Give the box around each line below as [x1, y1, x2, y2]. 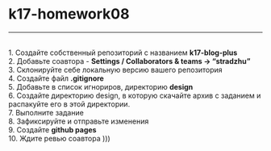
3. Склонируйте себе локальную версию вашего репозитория [8, 65, 223, 74]
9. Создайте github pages [8, 124, 97, 134]
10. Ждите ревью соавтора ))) [8, 133, 110, 143]
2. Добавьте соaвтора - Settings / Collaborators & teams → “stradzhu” [8, 56, 251, 65]
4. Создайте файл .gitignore [8, 73, 105, 83]
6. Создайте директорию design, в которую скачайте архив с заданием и [8, 90, 261, 100]
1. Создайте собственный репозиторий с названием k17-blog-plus [8, 48, 238, 57]
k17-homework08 [8, 5, 130, 23]
